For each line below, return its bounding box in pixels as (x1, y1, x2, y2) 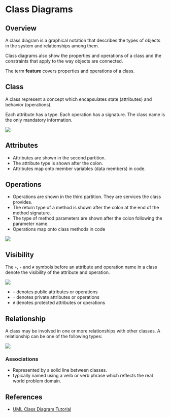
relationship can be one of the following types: (5, 333, 103, 340)
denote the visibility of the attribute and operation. (5, 269, 110, 275)
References (5, 393, 43, 401)
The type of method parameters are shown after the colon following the (12, 215, 162, 221)
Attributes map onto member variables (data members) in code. (12, 165, 146, 172)
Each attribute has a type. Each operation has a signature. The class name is (5, 111, 165, 118)
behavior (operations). (5, 101, 52, 107)
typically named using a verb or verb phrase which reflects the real (12, 373, 153, 379)
